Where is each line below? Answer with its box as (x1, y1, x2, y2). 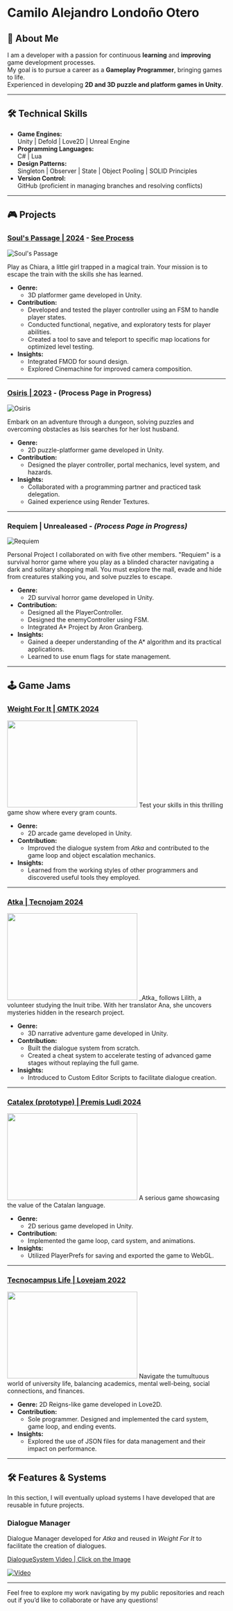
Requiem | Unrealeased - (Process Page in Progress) (7, 521, 188, 531)
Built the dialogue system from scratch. (27, 1044, 140, 1053)
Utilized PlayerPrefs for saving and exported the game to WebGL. (27, 1251, 214, 1260)
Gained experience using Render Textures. (27, 497, 150, 506)
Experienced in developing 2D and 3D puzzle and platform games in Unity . (7, 81, 223, 88)
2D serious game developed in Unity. (27, 1222, 134, 1230)
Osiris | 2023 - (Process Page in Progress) (7, 388, 152, 398)
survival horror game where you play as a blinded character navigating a (7, 558, 214, 567)
